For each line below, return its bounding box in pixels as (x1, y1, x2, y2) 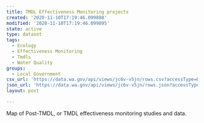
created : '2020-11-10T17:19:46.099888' (6, 15, 107, 21)
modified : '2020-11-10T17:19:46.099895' (6, 20, 110, 26)
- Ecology (12, 43, 36, 49)
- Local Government (12, 71, 61, 77)
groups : (6, 65, 26, 71)
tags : (6, 37, 20, 43)
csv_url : (6, 76, 29, 82)
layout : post (6, 88, 39, 94)
